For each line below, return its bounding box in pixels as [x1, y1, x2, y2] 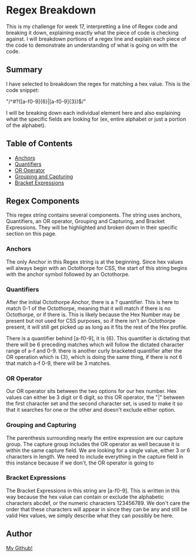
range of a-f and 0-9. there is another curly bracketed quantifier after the [6, 347, 183, 354]
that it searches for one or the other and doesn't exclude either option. [6, 406, 176, 414]
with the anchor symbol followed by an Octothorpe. [6, 271, 130, 278]
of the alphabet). [6, 121, 46, 129]
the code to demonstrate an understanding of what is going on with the [6, 42, 178, 49]
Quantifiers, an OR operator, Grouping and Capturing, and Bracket [6, 218, 165, 225]
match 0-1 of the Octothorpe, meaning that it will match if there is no [6, 305, 171, 312]
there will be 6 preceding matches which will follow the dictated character [6, 341, 184, 348]
